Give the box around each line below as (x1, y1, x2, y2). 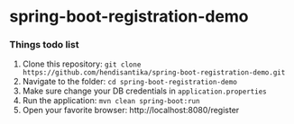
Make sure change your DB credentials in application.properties (22, 85, 268, 96)
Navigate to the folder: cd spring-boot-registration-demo (22, 76, 237, 87)
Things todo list (9, 39, 79, 51)
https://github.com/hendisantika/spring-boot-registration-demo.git (22, 68, 286, 77)
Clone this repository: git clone (22, 58, 142, 69)
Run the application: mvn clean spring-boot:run (22, 95, 200, 106)
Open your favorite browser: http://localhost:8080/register (22, 105, 240, 116)
